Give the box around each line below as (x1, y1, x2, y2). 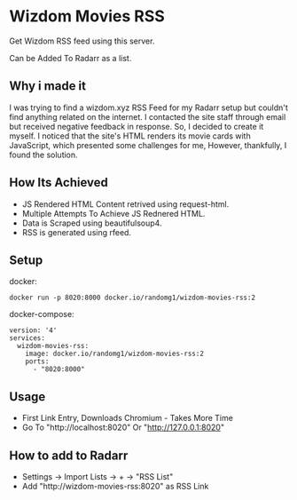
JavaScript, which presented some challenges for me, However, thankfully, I (9, 139, 287, 150)
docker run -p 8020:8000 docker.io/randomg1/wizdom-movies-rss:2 (9, 293, 255, 303)
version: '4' (9, 326, 58, 335)
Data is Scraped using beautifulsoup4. (21, 218, 162, 228)
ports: (25, 357, 50, 366)
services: (9, 334, 46, 343)
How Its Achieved (9, 175, 108, 190)
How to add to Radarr (9, 448, 129, 463)
